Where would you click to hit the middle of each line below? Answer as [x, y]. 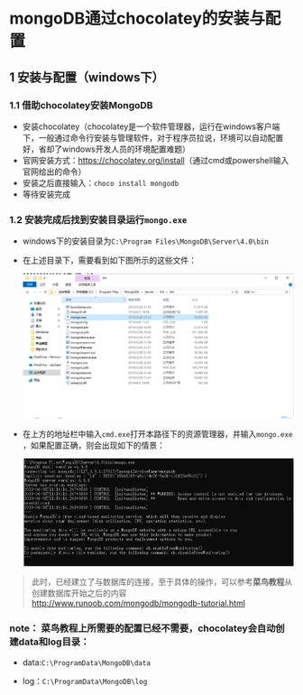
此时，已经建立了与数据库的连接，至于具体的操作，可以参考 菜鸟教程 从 [162, 582]
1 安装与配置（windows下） [87, 77]
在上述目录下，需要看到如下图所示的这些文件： [109, 260]
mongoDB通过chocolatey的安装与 [138, 19]
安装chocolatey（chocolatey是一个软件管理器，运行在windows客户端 [151, 126]
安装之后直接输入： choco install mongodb [101, 182]
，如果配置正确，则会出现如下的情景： [93, 445]
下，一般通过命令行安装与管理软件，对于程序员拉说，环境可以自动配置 [153, 137]
